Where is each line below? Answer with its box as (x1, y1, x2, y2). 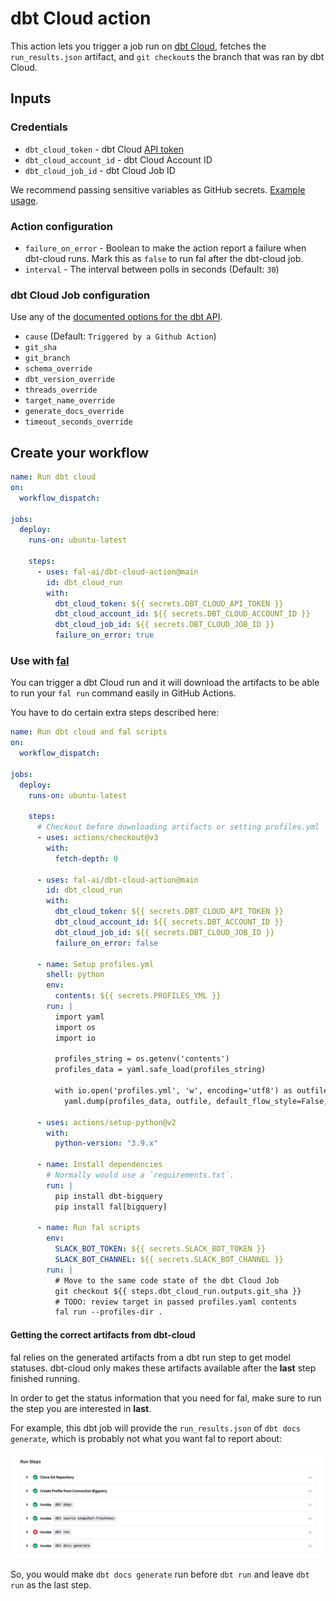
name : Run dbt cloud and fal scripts (10, 727, 168, 737)
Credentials (10, 120, 68, 134)
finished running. (10, 1372, 80, 1384)
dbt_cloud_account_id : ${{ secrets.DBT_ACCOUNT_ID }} (54, 917, 284, 927)
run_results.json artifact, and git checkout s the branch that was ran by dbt (10, 50, 325, 62)
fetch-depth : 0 (54, 853, 118, 864)
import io (54, 1033, 97, 1043)
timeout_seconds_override (24, 417, 133, 427)
